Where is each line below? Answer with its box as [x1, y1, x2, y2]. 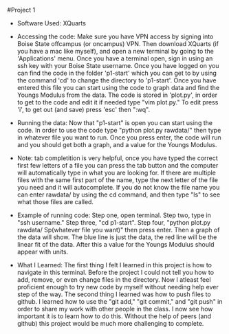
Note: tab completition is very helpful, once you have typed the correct [17, 154, 218, 162]
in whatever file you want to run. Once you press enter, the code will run [17, 133, 221, 142]
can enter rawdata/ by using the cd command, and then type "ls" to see [17, 190, 221, 199]
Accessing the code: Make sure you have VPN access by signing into [17, 32, 214, 41]
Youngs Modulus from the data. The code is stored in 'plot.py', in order [17, 91, 218, 99]
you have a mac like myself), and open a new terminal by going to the [17, 47, 215, 55]
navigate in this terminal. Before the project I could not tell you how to [17, 268, 215, 276]
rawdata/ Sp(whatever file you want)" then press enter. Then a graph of [17, 226, 220, 234]
